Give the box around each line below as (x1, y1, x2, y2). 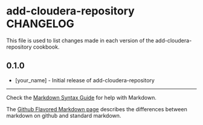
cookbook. (33, 43, 60, 50)
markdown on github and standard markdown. (6, 112, 121, 119)
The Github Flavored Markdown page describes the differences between (6, 105, 187, 112)
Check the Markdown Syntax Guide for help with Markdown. (6, 94, 157, 101)
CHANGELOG (6, 17, 74, 31)
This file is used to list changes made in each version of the (6, 37, 154, 44)
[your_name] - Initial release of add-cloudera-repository (14, 76, 155, 84)
